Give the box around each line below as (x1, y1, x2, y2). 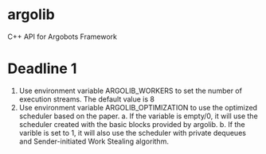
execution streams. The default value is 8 (18, 94, 155, 104)
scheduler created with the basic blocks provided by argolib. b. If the (18, 119, 245, 129)
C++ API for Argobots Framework (7, 32, 117, 41)
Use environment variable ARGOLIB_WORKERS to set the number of (18, 86, 242, 95)
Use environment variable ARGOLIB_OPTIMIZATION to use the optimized (18, 102, 258, 112)
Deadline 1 (7, 60, 77, 78)
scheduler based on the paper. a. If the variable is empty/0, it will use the (18, 111, 258, 121)
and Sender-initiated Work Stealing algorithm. (18, 137, 169, 146)
